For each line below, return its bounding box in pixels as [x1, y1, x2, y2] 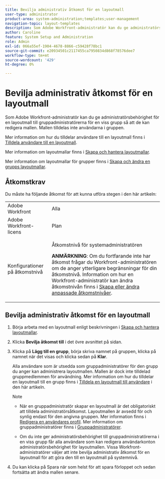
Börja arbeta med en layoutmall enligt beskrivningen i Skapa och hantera [12, 324, 160, 330]
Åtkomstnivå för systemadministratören [51, 241, 142, 248]
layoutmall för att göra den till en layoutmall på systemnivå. [19, 454, 138, 460]
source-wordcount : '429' [5, 58, 56, 62]
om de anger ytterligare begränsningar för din [51, 265, 157, 271]
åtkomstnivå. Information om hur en [51, 271, 134, 278]
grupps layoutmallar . [5, 164, 47, 170]
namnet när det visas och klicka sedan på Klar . [12, 354, 108, 359]
